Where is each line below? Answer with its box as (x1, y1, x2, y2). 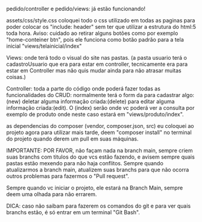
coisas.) (6, 74, 26, 80)
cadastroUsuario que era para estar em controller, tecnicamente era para (6, 60, 188, 68)
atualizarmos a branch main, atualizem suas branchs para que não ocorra (6, 166, 189, 173)
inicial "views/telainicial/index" (6, 42, 83, 49)
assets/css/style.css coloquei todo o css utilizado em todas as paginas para (6, 17, 195, 24)
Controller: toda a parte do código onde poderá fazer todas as (6, 85, 161, 92)
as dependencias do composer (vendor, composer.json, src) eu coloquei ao (6, 122, 194, 129)
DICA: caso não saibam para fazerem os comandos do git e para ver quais (6, 202, 191, 209)
